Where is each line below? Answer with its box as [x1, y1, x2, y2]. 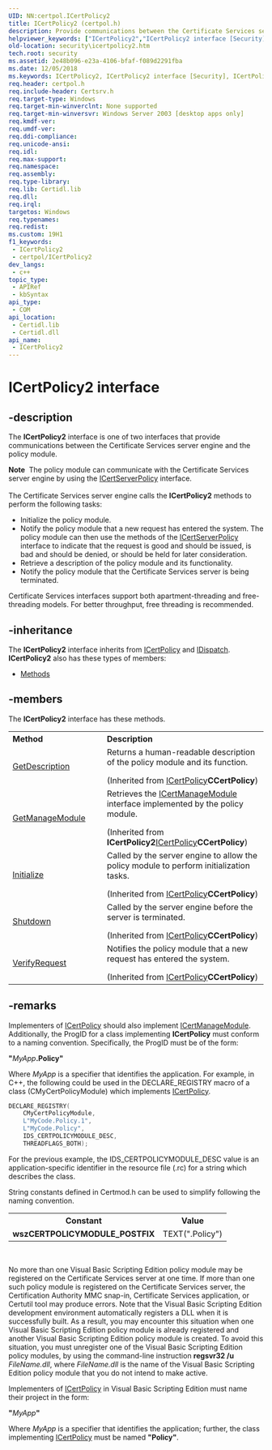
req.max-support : [8, 155, 67, 163]
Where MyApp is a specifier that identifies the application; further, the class [8, 1423, 261, 1433]
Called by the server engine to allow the [106, 849, 257, 861]
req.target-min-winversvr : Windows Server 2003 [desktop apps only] [8, 110, 244, 118]
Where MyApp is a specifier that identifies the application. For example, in [8, 1069, 255, 1079]
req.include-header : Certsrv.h [8, 87, 114, 96]
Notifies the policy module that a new [106, 943, 249, 954]
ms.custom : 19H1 [8, 230, 63, 239]
